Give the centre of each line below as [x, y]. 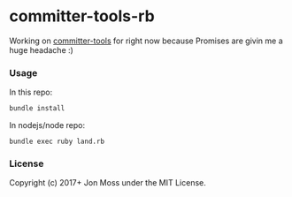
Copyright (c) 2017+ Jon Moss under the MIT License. [108, 183]
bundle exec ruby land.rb [57, 142]
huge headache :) [41, 49]
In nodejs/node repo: [47, 125]
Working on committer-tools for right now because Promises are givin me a [146, 41]
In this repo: [31, 92]
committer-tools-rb [82, 16]
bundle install [37, 109]
